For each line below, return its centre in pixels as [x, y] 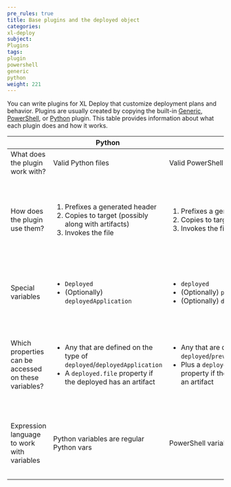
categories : [24, 26]
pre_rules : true [30, 13]
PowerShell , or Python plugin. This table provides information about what [111, 119]
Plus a [191, 365]
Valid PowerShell [196, 163]
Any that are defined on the [109, 348]
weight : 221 [24, 84]
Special [23, 288]
